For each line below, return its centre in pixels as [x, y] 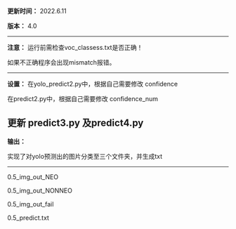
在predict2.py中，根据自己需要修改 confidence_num [83, 99]
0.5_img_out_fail [31, 204]
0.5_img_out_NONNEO [40, 190]
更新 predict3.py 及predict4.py [76, 123]
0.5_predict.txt [28, 218]
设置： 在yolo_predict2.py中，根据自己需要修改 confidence [92, 84]
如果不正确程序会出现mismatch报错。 [61, 62]
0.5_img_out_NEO [33, 177]
